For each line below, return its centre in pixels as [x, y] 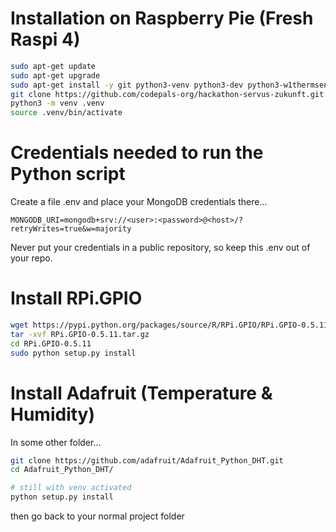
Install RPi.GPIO [76, 298]
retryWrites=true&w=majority [71, 229]
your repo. [31, 258]
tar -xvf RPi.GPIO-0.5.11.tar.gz [80, 334]
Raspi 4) [45, 39]
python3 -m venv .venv [57, 103]
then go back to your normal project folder [97, 516]
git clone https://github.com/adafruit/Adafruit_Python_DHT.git [147, 460]
